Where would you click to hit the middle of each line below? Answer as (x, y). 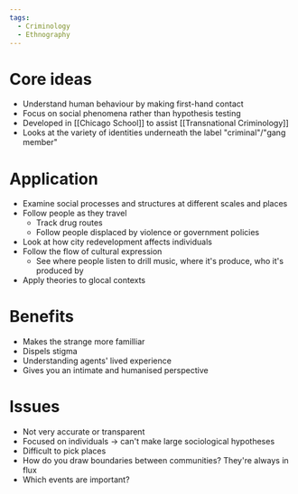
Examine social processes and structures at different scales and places (155, 204)
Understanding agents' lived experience (97, 361)
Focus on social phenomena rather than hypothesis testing (131, 114)
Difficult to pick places (64, 451)
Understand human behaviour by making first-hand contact (133, 104)
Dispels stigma (50, 352)
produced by (60, 270)
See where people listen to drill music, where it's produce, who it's (160, 261)
